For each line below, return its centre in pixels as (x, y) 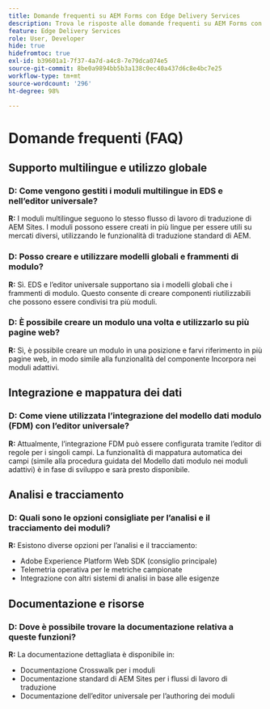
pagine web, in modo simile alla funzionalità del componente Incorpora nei (132, 359)
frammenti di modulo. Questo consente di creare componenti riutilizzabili (130, 293)
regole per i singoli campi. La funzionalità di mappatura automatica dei (125, 452)
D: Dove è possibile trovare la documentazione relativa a (121, 627)
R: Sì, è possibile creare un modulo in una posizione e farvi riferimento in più (135, 350)
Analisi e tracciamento (66, 494)
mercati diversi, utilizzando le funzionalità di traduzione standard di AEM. (130, 236)
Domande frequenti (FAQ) (96, 138)
